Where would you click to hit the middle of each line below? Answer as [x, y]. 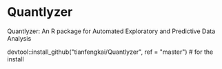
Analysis [19, 38]
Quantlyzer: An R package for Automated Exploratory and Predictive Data [111, 31]
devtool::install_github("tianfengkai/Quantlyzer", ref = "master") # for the [110, 52]
